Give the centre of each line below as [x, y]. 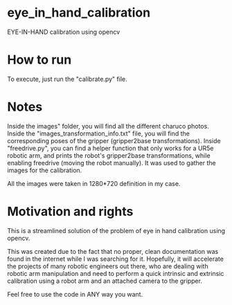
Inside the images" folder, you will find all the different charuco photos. [108, 126]
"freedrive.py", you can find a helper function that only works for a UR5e [110, 148]
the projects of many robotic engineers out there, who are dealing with [108, 266]
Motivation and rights [70, 212]
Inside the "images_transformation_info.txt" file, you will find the [99, 133]
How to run [39, 60]
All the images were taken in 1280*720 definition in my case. [94, 183]
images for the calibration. [45, 170]
